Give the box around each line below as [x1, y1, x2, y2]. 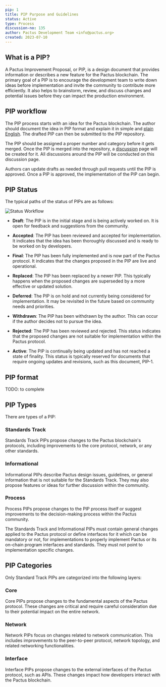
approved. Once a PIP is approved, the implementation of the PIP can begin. [5, 171, 160, 177]
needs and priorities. [12, 303, 55, 310]
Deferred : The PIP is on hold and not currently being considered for [12, 293, 151, 299]
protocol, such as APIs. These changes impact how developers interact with [5, 672, 161, 678]
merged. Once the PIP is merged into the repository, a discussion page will [5, 146, 158, 152]
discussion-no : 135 [5, 26, 46, 31]
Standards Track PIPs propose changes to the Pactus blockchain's [5, 437, 141, 444]
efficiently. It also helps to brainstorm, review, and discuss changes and [5, 87, 151, 93]
